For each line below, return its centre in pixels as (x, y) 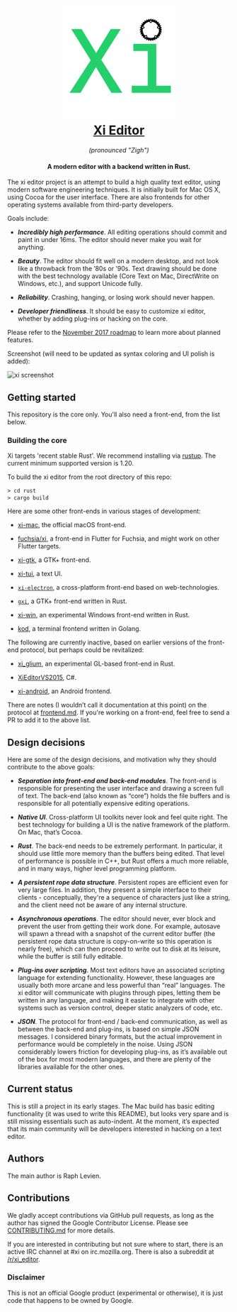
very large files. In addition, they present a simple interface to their (114, 890)
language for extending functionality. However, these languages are (116, 978)
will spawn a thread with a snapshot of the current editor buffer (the (116, 934)
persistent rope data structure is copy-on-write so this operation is (115, 942)
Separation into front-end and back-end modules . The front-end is (117, 781)
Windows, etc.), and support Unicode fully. (80, 284)
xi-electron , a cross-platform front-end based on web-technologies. (118, 588)
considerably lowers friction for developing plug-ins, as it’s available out (122, 1052)
